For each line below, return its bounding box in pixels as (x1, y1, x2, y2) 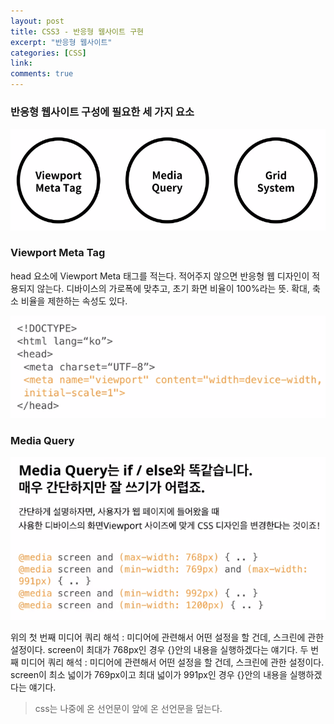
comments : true (10, 69, 74, 79)
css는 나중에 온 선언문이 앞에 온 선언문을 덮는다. (34, 702, 223, 714)
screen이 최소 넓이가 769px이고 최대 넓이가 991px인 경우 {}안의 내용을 (10, 668, 288, 680)
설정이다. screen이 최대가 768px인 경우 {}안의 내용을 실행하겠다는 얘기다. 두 (10, 643, 309, 655)
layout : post (10, 16, 65, 26)
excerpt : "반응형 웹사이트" (10, 37, 113, 47)
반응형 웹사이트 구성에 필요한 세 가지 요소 (10, 105, 195, 119)
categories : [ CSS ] (10, 48, 87, 58)
